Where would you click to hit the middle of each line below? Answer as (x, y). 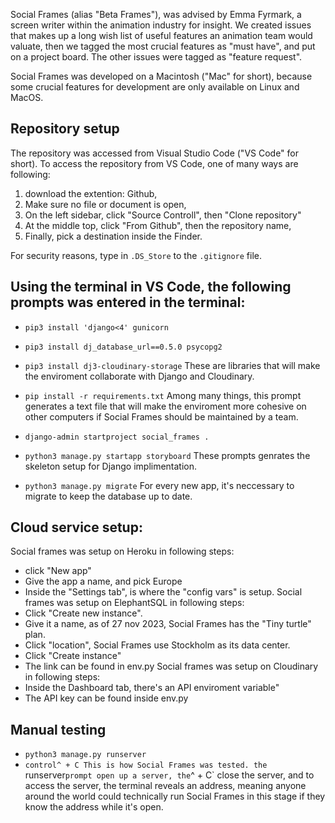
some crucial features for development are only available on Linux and (155, 87)
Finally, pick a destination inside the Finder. (113, 236)
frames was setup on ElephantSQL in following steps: (134, 603)
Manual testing (58, 729)
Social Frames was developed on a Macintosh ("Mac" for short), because (161, 76)
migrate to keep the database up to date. (108, 496)
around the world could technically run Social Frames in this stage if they (175, 796)
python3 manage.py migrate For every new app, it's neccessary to (159, 485)
